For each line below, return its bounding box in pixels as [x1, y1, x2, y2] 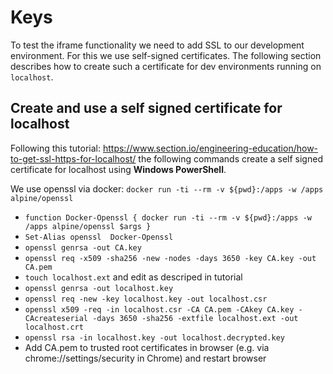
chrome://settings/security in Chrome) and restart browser [24, 352, 267, 364]
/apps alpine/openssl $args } [24, 221, 152, 231]
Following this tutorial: [10, 142, 102, 154]
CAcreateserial [24, 313, 89, 323]
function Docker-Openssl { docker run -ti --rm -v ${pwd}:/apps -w [24, 212, 312, 223]
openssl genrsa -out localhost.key [24, 283, 174, 293]
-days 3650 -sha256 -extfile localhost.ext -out [92, 313, 299, 323]
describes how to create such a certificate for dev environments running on [10, 60, 322, 72]
